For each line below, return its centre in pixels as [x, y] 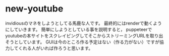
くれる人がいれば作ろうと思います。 [56, 48]
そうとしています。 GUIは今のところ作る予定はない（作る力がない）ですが [82, 42]
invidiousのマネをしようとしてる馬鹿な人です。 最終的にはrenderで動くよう [84, 23]
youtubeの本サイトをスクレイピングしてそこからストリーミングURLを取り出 [84, 35]
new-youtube [34, 9]
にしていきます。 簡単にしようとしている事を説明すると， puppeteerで [79, 29]
